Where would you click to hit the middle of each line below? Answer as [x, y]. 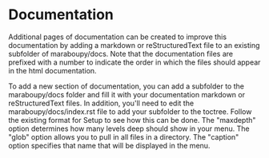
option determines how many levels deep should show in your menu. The [129, 128]
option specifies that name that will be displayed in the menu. [109, 145]
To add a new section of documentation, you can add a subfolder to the [126, 86]
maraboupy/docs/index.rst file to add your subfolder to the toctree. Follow [130, 111]
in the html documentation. [53, 70]
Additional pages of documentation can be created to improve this [117, 37]
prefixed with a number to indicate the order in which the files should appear [134, 62]
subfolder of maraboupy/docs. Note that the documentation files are [121, 53]
